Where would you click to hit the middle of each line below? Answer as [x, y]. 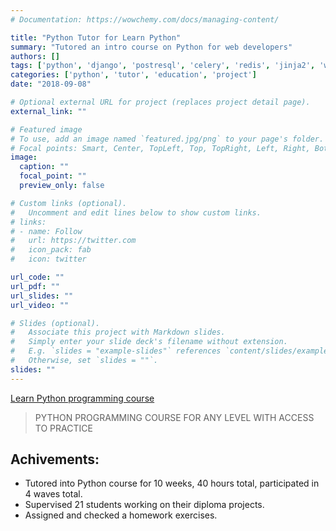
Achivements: [55, 459]
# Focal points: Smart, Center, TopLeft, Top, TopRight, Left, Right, [160, 148]
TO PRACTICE [63, 428]
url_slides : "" [42, 296]
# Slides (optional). [55, 323]
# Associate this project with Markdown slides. [118, 332]
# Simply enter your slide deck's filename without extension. [149, 342]
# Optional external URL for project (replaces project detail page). [160, 102]
